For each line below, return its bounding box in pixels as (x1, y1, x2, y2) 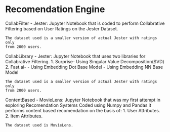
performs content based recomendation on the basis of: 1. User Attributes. (5, 107, 160, 113)
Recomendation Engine (5, 4, 105, 15)
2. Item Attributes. (5, 113, 43, 119)
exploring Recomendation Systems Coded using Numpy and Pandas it (5, 102, 152, 108)
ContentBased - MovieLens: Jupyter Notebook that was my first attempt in (5, 97, 161, 103)
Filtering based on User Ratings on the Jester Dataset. (5, 25, 118, 31)
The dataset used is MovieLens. (5, 122, 73, 127)
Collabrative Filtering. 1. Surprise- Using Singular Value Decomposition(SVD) (5, 58, 164, 64)
